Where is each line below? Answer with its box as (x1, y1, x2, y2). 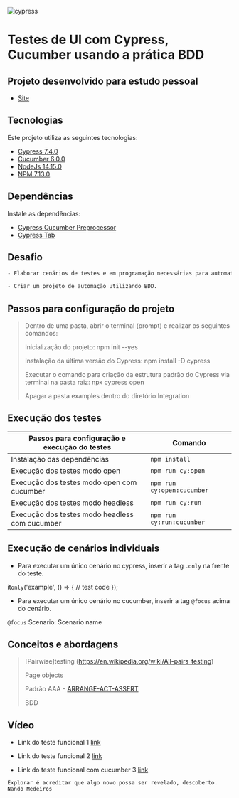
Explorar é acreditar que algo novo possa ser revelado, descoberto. (7, 780, 218, 787)
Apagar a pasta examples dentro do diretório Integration (24, 392, 190, 400)
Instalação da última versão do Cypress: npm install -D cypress (24, 356, 211, 365)
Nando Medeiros (7, 786, 53, 793)
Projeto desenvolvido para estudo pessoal (7, 75, 198, 87)
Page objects (24, 671, 64, 679)
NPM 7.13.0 (17, 169, 51, 178)
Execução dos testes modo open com (11, 477, 137, 487)
